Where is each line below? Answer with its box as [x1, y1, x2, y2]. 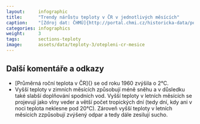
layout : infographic [6, 8, 68, 15]
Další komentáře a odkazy [6, 63, 104, 74]
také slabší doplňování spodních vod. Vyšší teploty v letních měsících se [14, 92, 192, 99]
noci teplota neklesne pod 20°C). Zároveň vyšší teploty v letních [14, 104, 173, 112]
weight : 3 [6, 31, 42, 37]
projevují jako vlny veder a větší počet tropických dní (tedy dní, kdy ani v [14, 98, 192, 106]
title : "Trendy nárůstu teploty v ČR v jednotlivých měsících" [6, 14, 180, 20]
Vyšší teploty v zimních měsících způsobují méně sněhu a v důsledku [14, 85, 185, 93]
